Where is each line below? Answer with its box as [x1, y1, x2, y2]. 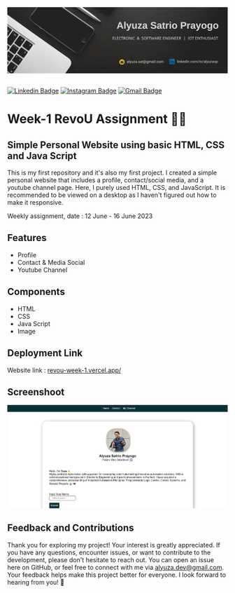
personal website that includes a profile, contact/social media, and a [7, 176, 204, 184]
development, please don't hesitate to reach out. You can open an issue [7, 555, 215, 564]
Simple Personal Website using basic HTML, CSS [7, 139, 225, 151]
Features [7, 232, 47, 244]
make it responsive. [7, 198, 64, 207]
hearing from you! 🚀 [7, 578, 65, 586]
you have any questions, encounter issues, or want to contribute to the [7, 548, 211, 557]
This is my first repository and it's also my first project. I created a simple [7, 168, 218, 177]
